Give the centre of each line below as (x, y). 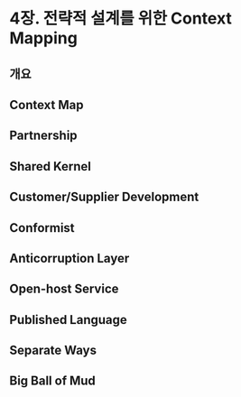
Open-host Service (64, 289)
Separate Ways (53, 351)
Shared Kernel (51, 166)
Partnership (44, 136)
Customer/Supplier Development (104, 197)
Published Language (69, 320)
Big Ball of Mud (53, 381)
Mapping (44, 38)
